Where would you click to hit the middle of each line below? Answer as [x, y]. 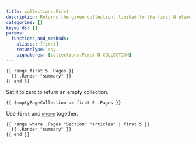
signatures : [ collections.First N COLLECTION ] [74, 55]
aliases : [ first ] [38, 44]
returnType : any [36, 50]
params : [15, 33]
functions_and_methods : [40, 39]
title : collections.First [37, 11]
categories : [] [24, 22]
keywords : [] [22, 28]
